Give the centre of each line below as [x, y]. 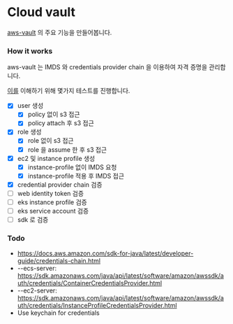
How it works [30, 51]
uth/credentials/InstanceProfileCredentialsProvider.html [97, 306]
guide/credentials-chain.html [59, 261]
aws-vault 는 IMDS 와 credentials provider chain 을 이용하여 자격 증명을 [107, 67]
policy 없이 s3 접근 [54, 114]
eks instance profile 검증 [52, 202]
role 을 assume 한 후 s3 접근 [67, 149]
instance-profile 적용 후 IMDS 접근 [76, 176]
